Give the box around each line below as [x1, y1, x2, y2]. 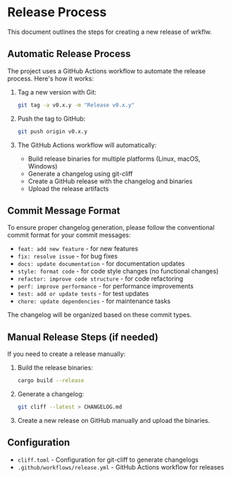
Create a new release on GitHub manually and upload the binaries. [17, 416, 211, 424]
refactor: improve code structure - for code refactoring [17, 274, 184, 283]
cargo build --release [17, 377, 85, 384]
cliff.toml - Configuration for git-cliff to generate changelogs [17, 455, 199, 464]
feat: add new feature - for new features [17, 245, 139, 253]
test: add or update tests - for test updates [17, 290, 149, 298]
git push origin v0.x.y [17, 128, 88, 135]
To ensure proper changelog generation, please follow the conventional [7, 223, 215, 232]
